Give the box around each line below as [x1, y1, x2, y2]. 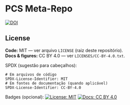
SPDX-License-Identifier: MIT [5, 76, 68, 81]
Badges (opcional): [5, 93, 44, 100]
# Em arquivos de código [5, 72, 57, 77]
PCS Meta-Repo [5, 3, 73, 14]
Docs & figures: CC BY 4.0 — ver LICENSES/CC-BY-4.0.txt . [5, 52, 126, 58]
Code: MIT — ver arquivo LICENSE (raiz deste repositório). [5, 47, 124, 53]
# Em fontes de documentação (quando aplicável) [5, 80, 108, 85]
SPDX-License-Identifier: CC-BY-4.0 [5, 85, 81, 90]
